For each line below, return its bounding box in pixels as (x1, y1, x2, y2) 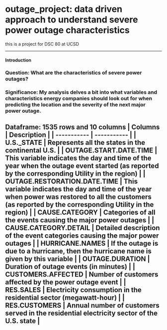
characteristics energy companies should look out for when (5, 95, 153, 102)
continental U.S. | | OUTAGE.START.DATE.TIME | (5, 146, 158, 154)
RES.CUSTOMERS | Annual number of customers (5, 301, 160, 310)
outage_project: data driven (5, 3, 123, 15)
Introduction (5, 57, 31, 63)
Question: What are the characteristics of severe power (5, 69, 142, 76)
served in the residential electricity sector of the (5, 309, 158, 317)
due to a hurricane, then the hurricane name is (5, 247, 152, 255)
